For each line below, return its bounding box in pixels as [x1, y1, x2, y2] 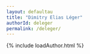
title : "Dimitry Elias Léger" [6, 14, 83, 20]
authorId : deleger [6, 20, 53, 26]
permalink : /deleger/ [6, 25, 61, 32]
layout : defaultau [6, 8, 53, 15]
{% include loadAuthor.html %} [6, 42, 84, 49]
